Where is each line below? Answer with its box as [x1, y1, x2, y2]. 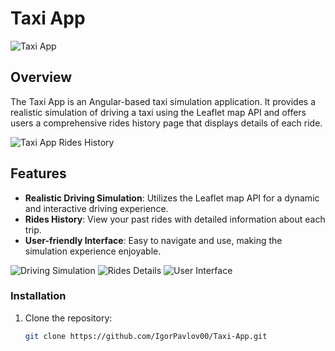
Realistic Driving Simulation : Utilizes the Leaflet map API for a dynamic [24, 192, 320, 204]
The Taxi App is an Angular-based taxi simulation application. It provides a [10, 95, 317, 107]
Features [10, 165, 67, 182]
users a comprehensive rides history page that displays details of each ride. [10, 117, 323, 129]
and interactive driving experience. [24, 202, 169, 214]
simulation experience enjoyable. [24, 245, 162, 257]
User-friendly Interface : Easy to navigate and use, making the [24, 234, 283, 246]
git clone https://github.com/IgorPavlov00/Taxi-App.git [24, 331, 268, 341]
